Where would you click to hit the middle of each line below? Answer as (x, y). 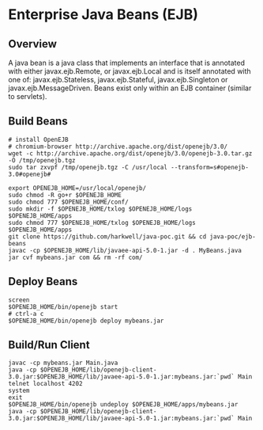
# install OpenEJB (38, 139)
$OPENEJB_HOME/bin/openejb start (63, 306)
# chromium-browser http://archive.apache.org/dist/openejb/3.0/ (118, 147)
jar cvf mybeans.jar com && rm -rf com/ (76, 257)
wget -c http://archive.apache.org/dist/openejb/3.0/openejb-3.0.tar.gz (130, 153)
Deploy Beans (43, 282)
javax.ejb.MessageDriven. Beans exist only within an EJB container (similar (130, 88)
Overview (33, 44)
